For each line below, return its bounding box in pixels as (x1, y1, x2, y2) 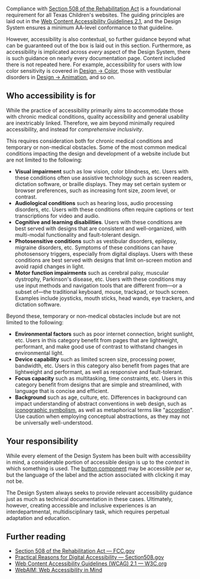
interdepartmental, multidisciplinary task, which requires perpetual (6, 508, 170, 515)
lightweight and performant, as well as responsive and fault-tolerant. (14, 368, 184, 375)
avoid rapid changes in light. (14, 262, 85, 270)
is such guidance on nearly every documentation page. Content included (6, 55, 186, 61)
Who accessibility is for (6, 91, 96, 101)
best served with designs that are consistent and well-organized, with (14, 225, 187, 232)
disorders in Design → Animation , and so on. (6, 74, 115, 80)
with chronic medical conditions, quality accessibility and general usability (6, 113, 189, 120)
